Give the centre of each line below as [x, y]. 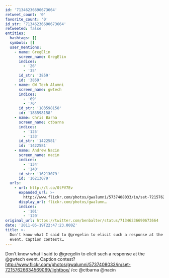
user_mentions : [26, 47]
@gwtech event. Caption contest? [40, 259]
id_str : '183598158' [40, 108]
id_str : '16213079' [39, 174]
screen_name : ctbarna [41, 122]
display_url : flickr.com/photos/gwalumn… [63, 202]
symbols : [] [22, 43]
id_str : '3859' [34, 76]
